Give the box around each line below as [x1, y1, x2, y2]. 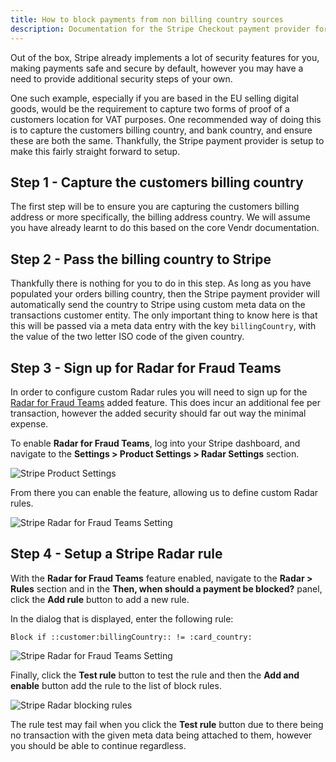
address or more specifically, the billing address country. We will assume [10, 211, 311, 223]
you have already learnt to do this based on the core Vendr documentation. [10, 222, 320, 234]
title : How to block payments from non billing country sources [10, 14, 284, 25]
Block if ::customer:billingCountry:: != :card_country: [10, 632, 253, 642]
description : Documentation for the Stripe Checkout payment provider [10, 24, 311, 34]
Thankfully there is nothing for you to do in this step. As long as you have [10, 277, 312, 290]
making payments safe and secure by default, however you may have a [10, 62, 304, 74]
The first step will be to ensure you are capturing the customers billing [10, 201, 300, 213]
